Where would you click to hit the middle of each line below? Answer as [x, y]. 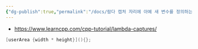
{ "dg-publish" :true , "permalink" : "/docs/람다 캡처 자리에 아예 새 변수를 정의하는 [99, 12]
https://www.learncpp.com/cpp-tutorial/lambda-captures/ [86, 29]
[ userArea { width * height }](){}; [49, 39]
